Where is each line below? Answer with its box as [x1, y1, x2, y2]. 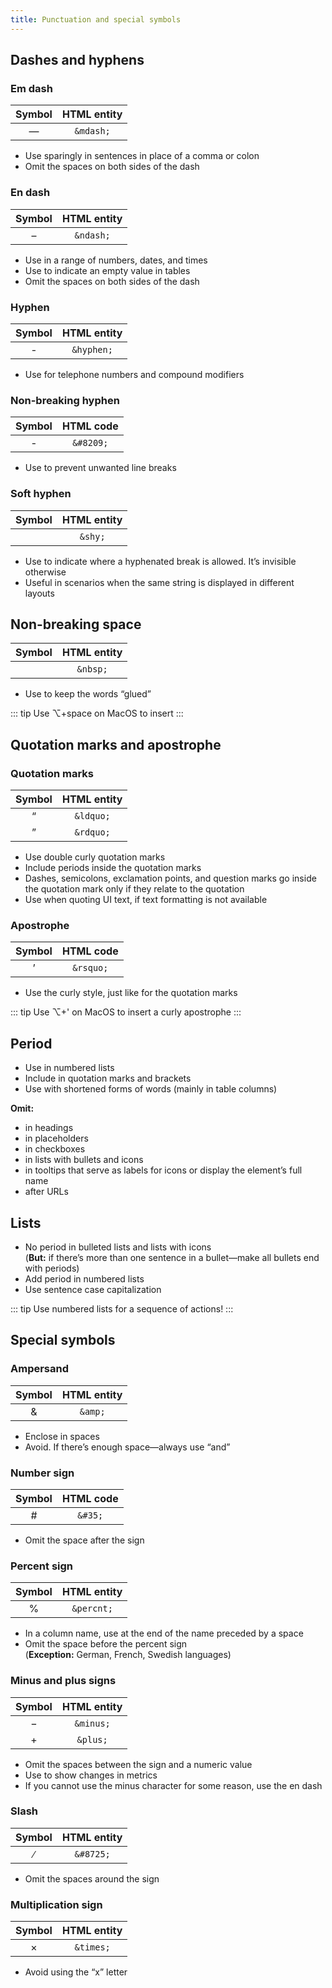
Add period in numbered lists [24, 1272, 145, 1285]
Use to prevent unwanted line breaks [24, 462, 177, 474]
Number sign [10, 1466, 75, 1480]
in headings [24, 1122, 74, 1134]
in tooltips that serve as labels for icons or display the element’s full [24, 1164, 303, 1176]
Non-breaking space [10, 616, 142, 633]
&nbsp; [76, 664, 108, 675]
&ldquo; [74, 811, 111, 821]
